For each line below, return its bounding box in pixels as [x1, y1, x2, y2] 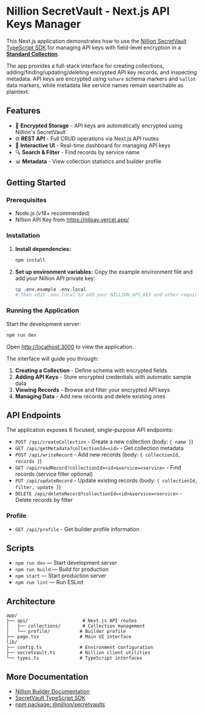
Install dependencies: [15, 245, 72, 252]
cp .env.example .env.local [15, 286, 86, 292]
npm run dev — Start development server [15, 559, 117, 567]
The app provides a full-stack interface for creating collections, [6, 62, 165, 69]
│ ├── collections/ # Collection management [6, 623, 146, 629]
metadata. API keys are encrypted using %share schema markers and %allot [6, 75, 196, 82]
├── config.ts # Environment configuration [6, 645, 154, 651]
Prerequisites [6, 196, 47, 205]
